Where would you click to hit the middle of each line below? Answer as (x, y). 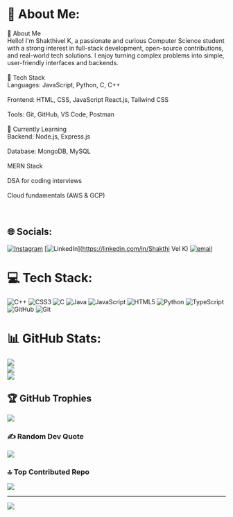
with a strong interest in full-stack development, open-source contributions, (115, 48)
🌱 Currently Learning (37, 129)
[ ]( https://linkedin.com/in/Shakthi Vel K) (116, 248)
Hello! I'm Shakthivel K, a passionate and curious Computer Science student (116, 40)
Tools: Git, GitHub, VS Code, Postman (61, 114)
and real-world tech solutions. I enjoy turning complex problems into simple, (116, 55)
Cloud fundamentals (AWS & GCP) (56, 195)
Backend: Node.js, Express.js (49, 136)
